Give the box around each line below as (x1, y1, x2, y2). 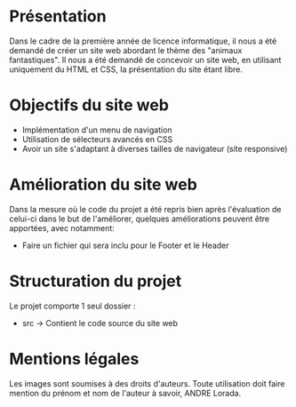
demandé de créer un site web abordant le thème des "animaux (9, 44, 243, 55)
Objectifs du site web (9, 95, 169, 116)
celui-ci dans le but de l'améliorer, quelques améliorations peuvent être (9, 213, 269, 224)
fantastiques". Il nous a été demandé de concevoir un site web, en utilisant (9, 54, 282, 65)
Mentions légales (9, 348, 140, 369)
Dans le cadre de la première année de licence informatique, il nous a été (9, 36, 277, 46)
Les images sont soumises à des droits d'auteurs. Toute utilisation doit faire (9, 378, 285, 388)
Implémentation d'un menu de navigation (21, 124, 172, 135)
